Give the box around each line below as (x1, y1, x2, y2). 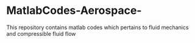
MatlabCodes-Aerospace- (6, 4, 142, 18)
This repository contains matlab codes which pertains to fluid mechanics (6, 24, 189, 31)
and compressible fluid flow (6, 30, 76, 37)
